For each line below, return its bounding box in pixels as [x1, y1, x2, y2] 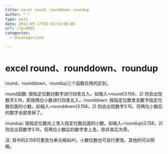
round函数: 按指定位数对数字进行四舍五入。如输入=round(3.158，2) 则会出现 [5, 90, 162, 96]
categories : [5, 30, 30, 35]
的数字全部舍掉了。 [5, 109, 45, 115]
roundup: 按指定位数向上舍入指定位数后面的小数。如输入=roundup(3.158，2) [5, 120, 163, 126]
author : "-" [5, 12, 30, 17]
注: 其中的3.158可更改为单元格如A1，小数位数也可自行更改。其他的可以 [5, 137, 150, 143]
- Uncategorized [10, 35, 44, 40]
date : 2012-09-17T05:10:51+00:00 [5, 21, 75, 26]
